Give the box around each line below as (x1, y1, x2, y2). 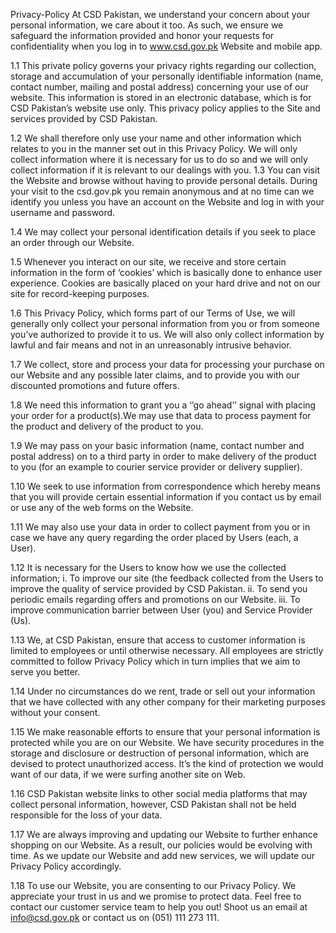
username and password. (10, 207, 116, 218)
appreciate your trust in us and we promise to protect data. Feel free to (10, 890, 302, 902)
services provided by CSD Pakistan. (10, 113, 158, 124)
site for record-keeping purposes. (10, 288, 150, 299)
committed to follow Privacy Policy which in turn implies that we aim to (10, 655, 301, 667)
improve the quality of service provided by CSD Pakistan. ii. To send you (10, 583, 308, 594)
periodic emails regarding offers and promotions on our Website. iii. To (10, 594, 301, 605)
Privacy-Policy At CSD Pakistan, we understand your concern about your (10, 9, 311, 20)
